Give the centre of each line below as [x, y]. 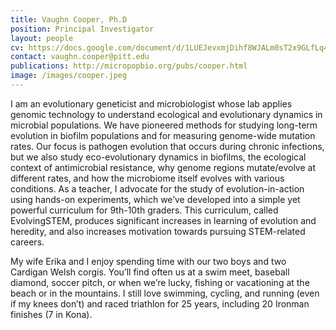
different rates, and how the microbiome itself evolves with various [147, 178]
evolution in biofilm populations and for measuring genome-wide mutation [163, 135]
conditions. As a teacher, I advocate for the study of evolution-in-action [157, 188]
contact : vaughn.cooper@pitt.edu [80, 57]
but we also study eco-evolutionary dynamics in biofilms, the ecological [158, 157]
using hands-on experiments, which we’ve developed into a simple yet [155, 199]
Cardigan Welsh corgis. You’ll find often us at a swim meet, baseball [150, 272]
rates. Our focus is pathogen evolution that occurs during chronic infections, [167, 146]
